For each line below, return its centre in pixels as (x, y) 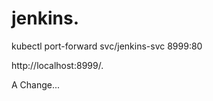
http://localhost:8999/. (57, 65)
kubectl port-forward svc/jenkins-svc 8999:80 (107, 46)
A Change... (36, 84)
